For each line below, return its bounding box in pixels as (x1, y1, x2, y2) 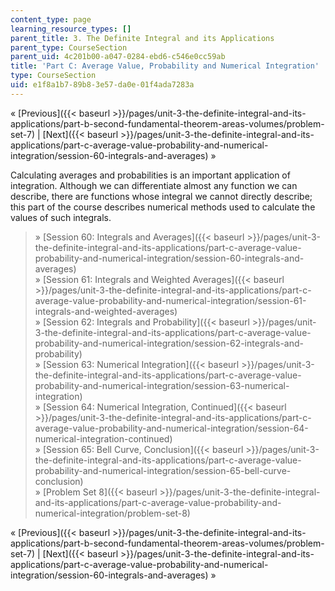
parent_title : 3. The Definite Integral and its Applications (10, 33, 275, 43)
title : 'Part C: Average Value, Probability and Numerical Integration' (10, 61, 320, 71)
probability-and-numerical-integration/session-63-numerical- (34, 379, 290, 391)
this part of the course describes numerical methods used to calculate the (10, 201, 316, 213)
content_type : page (10, 14, 92, 25)
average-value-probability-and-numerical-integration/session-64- (34, 422, 309, 434)
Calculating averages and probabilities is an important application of (10, 169, 291, 181)
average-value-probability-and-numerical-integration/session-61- (34, 294, 307, 306)
